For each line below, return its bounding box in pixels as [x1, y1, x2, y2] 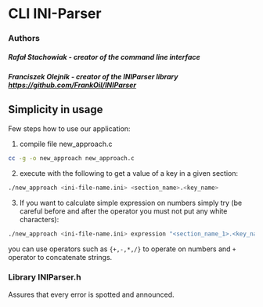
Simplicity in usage [8, 103, 103, 116]
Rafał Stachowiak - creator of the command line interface [8, 52, 201, 61]
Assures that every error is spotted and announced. [8, 290, 175, 299]
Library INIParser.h [8, 272, 81, 283]
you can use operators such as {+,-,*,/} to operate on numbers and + [8, 244, 236, 254]
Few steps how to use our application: [8, 123, 131, 133]
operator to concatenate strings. [8, 252, 113, 261]
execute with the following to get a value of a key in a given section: [19, 168, 239, 177]
